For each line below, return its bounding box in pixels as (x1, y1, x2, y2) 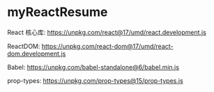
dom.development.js (7, 49, 66, 58)
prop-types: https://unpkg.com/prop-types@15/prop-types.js (7, 76, 183, 84)
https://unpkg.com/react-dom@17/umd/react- (41, 42, 174, 50)
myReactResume (7, 4, 108, 20)
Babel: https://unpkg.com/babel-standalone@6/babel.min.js (7, 63, 180, 71)
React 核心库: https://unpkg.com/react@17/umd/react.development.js (7, 28, 207, 36)
